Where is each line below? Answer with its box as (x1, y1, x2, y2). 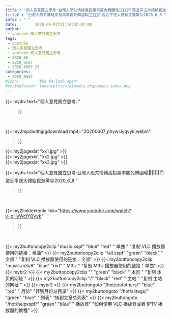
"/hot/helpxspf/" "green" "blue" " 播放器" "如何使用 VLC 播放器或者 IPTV (5, 301, 157, 307)
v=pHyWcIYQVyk (5, 213, 42, 219)
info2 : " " (5, 17, 31, 22)
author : (5, 27, 22, 32)
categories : (5, 70, 31, 75)
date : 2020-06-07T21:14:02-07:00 (5, 21, 93, 27)
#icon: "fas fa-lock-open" (5, 79, 79, 84)
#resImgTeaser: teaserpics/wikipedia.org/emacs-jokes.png (5, 83, 131, 88)
